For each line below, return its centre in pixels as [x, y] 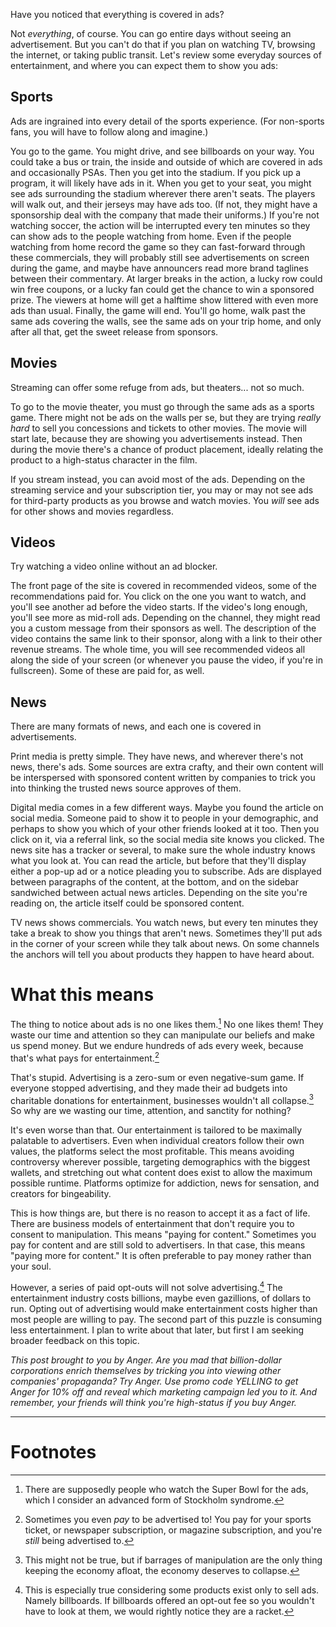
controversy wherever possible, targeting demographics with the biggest [160, 1162]
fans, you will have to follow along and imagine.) [109, 131]
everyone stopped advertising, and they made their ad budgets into [149, 1088]
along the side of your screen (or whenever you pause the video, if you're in [167, 660]
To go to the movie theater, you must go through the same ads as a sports [162, 406]
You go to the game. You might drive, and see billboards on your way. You [162, 151]
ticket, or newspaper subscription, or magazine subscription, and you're [173, 1530]
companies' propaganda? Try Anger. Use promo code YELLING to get [154, 1381]
